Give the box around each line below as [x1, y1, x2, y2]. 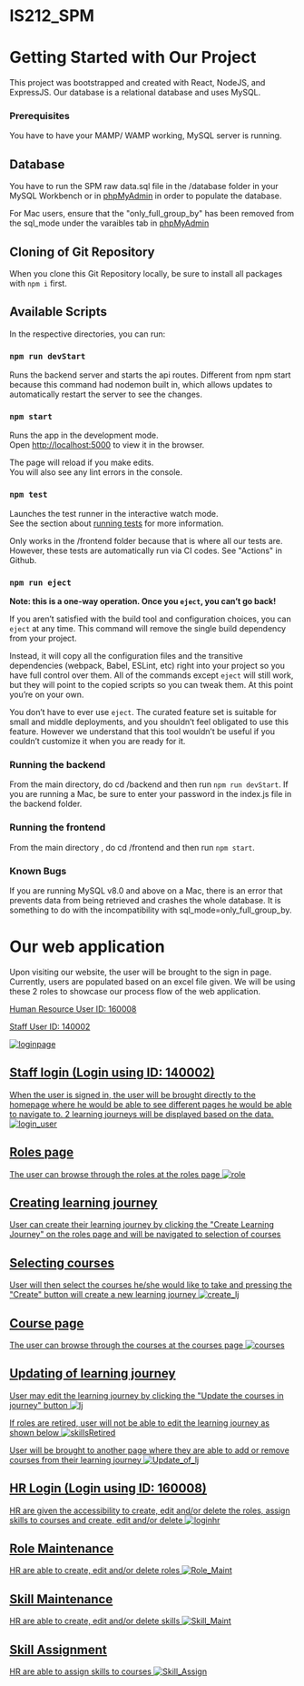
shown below [9, 1427, 60, 1438]
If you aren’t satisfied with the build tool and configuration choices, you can [9, 613, 292, 624]
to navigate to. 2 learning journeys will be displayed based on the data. [9, 1108, 274, 1119]
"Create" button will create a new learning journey [9, 1289, 197, 1300]
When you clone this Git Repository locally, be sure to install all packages [9, 268, 283, 279]
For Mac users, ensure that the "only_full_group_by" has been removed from [9, 208, 295, 219]
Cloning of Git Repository [9, 244, 156, 259]
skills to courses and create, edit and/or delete [9, 1514, 183, 1525]
